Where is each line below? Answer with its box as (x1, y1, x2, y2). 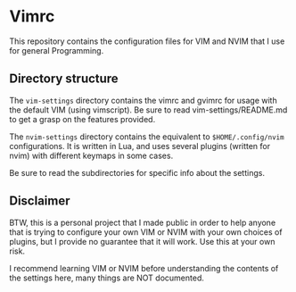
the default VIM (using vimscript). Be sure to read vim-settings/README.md (9, 104, 288, 115)
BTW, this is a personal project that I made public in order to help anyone (9, 217, 276, 228)
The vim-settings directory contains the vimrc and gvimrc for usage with (9, 95, 278, 105)
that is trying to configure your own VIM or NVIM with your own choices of (9, 226, 283, 238)
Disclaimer (9, 194, 70, 209)
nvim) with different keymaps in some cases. (9, 150, 174, 161)
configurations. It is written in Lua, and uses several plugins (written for (9, 140, 271, 151)
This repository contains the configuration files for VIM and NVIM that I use (9, 36, 285, 46)
